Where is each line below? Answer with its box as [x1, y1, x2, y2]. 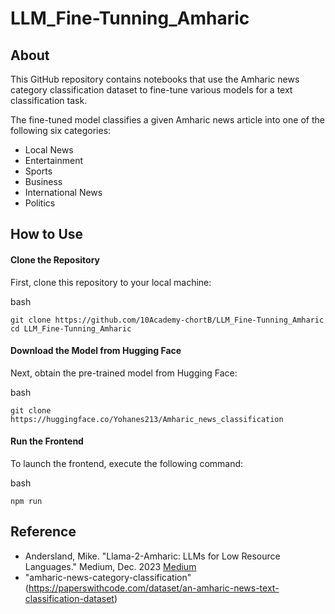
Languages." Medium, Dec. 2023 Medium [24, 560, 197, 572]
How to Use [10, 226, 84, 243]
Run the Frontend [10, 435, 84, 447]
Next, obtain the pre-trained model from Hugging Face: [10, 367, 238, 379]
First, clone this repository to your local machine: [10, 276, 212, 288]
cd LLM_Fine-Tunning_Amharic [10, 323, 132, 334]
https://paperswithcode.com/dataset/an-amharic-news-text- [28, 582, 280, 594]
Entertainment [24, 155, 84, 166]
